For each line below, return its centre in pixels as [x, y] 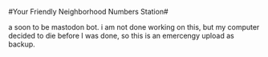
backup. [22, 44]
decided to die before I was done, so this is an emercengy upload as [121, 36]
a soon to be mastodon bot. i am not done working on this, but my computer [134, 27]
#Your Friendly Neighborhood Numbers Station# [88, 12]
